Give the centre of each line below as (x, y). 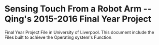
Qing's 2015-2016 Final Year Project (78, 19)
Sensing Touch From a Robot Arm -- (78, 9)
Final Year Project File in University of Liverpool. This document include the (79, 32)
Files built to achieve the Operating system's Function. (59, 37)
